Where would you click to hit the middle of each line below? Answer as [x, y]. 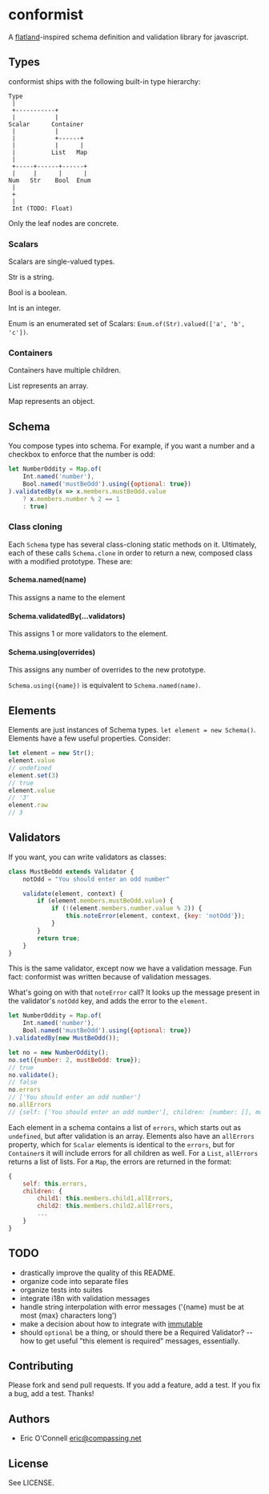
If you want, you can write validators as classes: [87, 857]
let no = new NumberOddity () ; [59, 1052]
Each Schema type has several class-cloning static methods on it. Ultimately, [132, 544]
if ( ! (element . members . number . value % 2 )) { [126, 909]
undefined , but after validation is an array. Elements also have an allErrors [131, 1136]
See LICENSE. [31, 1483]
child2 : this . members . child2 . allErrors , [105, 1206]
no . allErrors [30, 1105]
